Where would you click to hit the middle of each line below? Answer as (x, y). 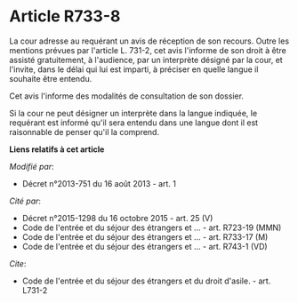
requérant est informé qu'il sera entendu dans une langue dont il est (134, 123)
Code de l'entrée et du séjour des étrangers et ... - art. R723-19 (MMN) (152, 227)
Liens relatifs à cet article (57, 149)
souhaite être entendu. (51, 78)
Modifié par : (32, 166)
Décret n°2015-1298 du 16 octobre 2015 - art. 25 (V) (117, 218)
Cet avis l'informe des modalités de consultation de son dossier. (127, 96)
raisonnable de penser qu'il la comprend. (85, 132)
